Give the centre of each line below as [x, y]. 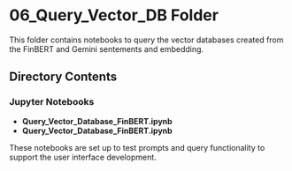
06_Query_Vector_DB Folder [114, 15]
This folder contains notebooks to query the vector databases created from [146, 40]
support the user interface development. [83, 157]
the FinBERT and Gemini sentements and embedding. [107, 48]
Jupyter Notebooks [52, 102]
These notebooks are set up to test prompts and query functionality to [137, 147]
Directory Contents [63, 77]
